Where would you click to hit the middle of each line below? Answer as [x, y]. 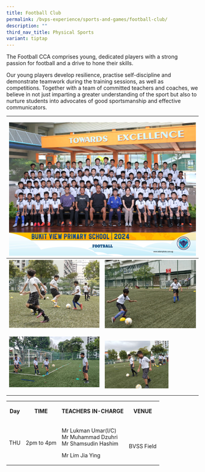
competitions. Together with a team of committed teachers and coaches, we [102, 88]
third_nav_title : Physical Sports [50, 32]
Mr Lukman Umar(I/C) [89, 431]
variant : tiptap [27, 39]
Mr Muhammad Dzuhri [90, 437]
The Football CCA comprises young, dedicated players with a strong [92, 57]
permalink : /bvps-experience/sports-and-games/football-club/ [87, 19]
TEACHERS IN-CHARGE [93, 411]
